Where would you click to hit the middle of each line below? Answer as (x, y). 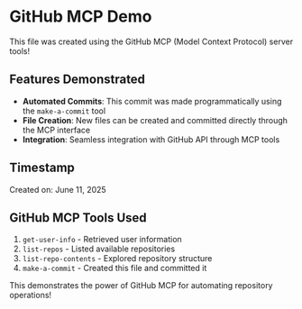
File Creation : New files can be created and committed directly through (155, 120)
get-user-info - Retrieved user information (102, 240)
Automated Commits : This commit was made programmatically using (152, 101)
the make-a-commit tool (64, 111)
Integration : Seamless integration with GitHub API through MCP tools (151, 139)
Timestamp (42, 168)
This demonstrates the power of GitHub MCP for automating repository (141, 286)
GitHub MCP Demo (81, 17)
